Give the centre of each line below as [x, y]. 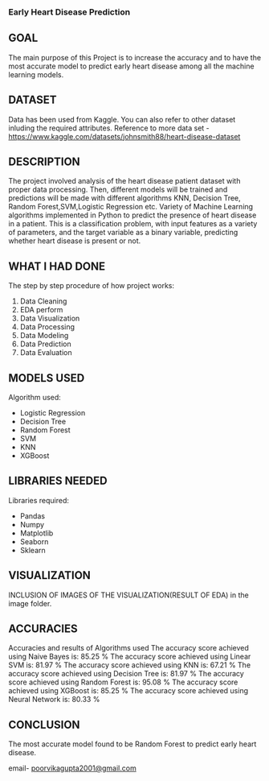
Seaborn [34, 541]
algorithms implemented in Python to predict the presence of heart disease [132, 215]
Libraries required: [39, 500]
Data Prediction [45, 344]
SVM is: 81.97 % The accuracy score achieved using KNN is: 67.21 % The [130, 665]
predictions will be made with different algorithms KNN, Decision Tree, [124, 198]
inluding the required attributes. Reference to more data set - [109, 128]
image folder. [30, 603]
